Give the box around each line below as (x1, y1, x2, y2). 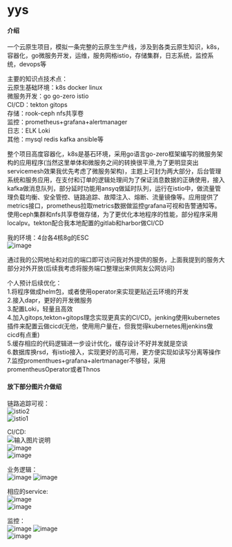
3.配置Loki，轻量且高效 (7, 305, 73, 313)
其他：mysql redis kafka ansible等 (7, 135, 104, 144)
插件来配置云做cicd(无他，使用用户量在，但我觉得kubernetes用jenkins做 (7, 322, 213, 330)
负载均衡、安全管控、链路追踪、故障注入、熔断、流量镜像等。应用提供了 (12, 193, 219, 202)
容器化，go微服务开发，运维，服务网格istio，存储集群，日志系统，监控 (7, 51, 209, 60)
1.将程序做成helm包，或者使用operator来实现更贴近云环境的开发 (7, 287, 189, 296)
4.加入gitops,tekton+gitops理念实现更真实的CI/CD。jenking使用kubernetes (7, 314, 220, 322)
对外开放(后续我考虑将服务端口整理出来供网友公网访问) (19, 265, 175, 273)
